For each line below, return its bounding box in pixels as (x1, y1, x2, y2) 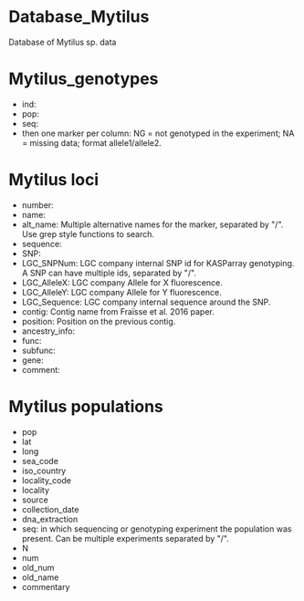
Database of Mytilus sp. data (8, 36, 117, 47)
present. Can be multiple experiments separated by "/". (21, 533, 230, 544)
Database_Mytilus (8, 6, 150, 27)
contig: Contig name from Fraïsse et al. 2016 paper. (21, 306, 215, 316)
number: (21, 199, 54, 211)
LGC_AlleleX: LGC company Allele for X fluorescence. (21, 276, 223, 288)
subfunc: (21, 345, 56, 356)
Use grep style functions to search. (21, 228, 155, 239)
